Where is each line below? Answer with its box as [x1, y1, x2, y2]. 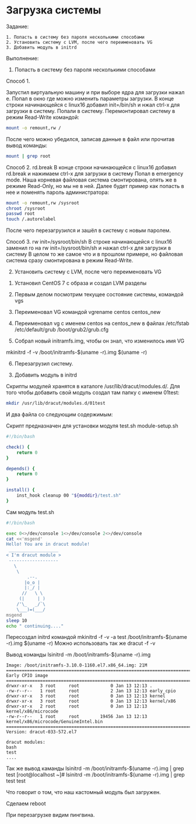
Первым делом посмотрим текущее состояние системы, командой [14, 291, 184, 298]
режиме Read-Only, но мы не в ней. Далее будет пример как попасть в [6, 182, 184, 189]
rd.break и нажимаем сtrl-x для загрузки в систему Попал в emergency [6, 170, 184, 177]
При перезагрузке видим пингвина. [6, 812, 95, 819]
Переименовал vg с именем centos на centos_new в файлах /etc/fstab [14, 320, 190, 327]
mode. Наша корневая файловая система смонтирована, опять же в [6, 176, 177, 183]
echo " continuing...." [6, 623, 64, 629]
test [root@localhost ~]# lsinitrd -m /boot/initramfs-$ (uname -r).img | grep [6, 771, 185, 778]
